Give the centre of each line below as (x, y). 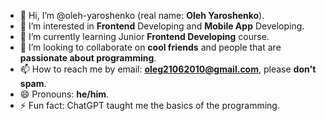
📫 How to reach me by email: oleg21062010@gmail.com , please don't (168, 69)
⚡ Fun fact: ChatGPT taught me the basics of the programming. (149, 105)
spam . (33, 83)
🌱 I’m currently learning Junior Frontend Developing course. (144, 36)
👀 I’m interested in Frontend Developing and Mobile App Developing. (162, 26)
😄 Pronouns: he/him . (64, 94)
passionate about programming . (88, 58)
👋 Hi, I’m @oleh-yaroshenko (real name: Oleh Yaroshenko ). (142, 15)
